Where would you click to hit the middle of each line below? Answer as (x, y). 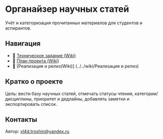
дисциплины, (19, 99)
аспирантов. (18, 28)
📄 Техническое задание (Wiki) (44, 55)
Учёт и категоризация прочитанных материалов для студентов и (74, 23)
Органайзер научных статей (67, 9)
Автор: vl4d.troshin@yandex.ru (37, 132)
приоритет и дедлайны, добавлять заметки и (82, 99)
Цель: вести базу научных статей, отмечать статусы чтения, (70, 93)
